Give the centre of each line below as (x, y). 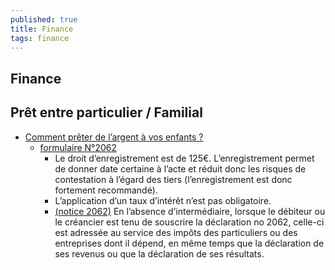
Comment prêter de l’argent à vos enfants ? (114, 137)
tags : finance (40, 38)
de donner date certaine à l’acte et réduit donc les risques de (180, 168)
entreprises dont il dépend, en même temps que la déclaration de (189, 243)
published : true (44, 19)
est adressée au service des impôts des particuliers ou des (176, 232)
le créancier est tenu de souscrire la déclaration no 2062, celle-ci (189, 222)
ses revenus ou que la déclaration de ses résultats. (159, 253)
